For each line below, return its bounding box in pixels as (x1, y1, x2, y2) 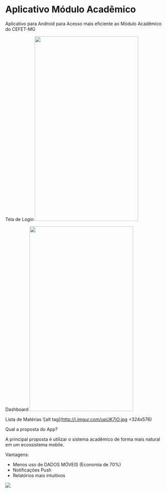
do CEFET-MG (5, 26, 36, 32)
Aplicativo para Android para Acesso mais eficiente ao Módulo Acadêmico (5, 21, 162, 27)
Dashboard (5, 406, 29, 412)
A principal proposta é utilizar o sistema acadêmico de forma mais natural (5, 436, 160, 442)
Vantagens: (5, 451, 30, 458)
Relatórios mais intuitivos (12, 472, 65, 478)
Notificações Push (12, 467, 52, 473)
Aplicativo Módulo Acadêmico (5, 4, 136, 15)
